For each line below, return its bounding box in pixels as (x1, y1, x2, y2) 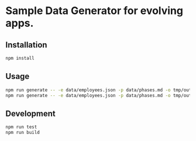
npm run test (5, 124, 37, 130)
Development (5, 108, 56, 118)
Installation (5, 40, 47, 50)
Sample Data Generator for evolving (5, 4, 184, 18)
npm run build (5, 130, 40, 136)
